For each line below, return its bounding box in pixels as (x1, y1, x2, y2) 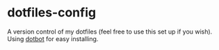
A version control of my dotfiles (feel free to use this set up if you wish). (7, 27, 213, 36)
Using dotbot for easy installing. (7, 34, 99, 42)
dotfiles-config (7, 5, 96, 21)
